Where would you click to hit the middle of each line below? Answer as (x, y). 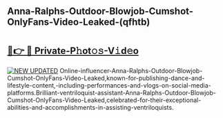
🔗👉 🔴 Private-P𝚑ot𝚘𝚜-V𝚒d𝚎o (73, 51)
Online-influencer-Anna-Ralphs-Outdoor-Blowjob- (131, 71)
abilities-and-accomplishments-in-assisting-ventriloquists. (90, 107)
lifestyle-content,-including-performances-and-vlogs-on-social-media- (109, 85)
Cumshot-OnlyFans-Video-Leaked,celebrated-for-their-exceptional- (104, 100)
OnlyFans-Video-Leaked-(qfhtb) (79, 22)
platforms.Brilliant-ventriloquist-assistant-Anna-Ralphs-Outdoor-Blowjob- (111, 93)
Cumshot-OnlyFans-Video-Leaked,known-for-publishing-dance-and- (106, 78)
